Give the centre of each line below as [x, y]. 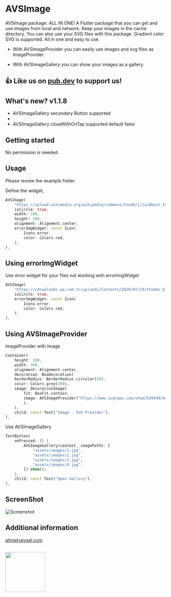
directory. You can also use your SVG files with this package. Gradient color [85, 34]
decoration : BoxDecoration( [44, 374]
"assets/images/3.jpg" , [58, 460]
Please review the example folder [40, 180]
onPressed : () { [32, 441]
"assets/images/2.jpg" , [58, 455]
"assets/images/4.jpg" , [58, 464]
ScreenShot [24, 499]
